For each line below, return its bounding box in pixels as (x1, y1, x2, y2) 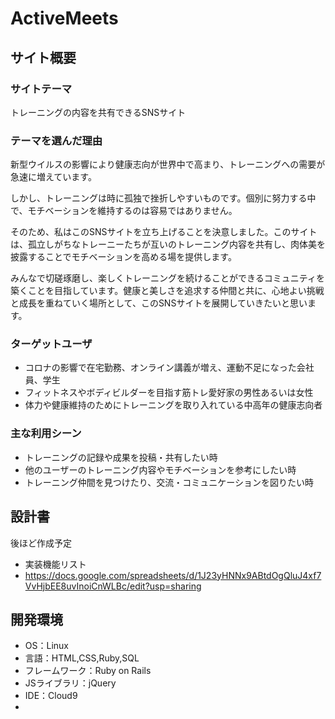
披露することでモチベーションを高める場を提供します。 (10, 251, 237, 263)
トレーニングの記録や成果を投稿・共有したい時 (24, 451, 218, 463)
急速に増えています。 (10, 171, 97, 183)
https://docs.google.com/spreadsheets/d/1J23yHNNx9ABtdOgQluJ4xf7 (24, 569, 322, 581)
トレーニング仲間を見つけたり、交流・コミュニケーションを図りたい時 (24, 476, 314, 488)
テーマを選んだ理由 (10, 133, 103, 147)
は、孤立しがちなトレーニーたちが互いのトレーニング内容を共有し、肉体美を (10, 238, 326, 251)
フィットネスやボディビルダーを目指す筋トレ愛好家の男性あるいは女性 (24, 387, 314, 399)
